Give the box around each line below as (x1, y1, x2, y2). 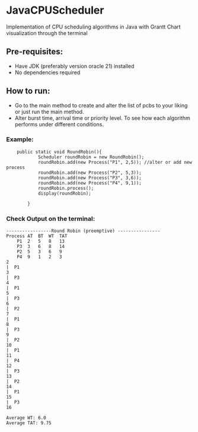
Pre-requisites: (6, 47, 63, 57)
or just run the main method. (14, 108, 84, 115)
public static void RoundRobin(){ (17, 149, 102, 155)
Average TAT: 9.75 (6, 420, 52, 426)
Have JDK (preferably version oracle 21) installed (14, 62, 135, 69)
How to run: (6, 86, 50, 96)
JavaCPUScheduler (6, 4, 104, 17)
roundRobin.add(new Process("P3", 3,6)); (37, 174, 142, 181)
